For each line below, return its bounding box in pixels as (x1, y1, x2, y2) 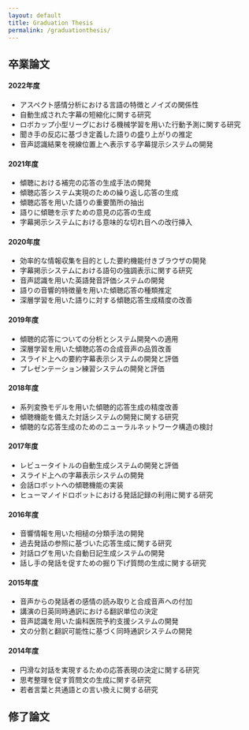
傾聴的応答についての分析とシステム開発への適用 (19, 334, 179, 343)
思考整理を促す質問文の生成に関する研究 (19, 675, 151, 684)
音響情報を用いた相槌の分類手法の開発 (19, 529, 144, 538)
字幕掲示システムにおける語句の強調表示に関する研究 (19, 266, 193, 275)
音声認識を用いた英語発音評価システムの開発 (19, 275, 165, 285)
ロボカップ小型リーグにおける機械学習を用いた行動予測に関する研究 (19, 119, 241, 129)
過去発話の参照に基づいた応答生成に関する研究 (19, 538, 172, 548)
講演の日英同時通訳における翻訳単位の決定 (19, 607, 158, 616)
